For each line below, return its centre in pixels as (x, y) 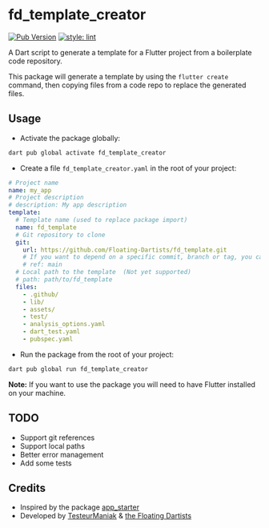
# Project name (34, 183)
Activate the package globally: (70, 138)
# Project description (46, 198)
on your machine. (37, 393)
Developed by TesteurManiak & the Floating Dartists (106, 516)
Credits (27, 488)
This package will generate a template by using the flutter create (118, 76)
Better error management (62, 454)
